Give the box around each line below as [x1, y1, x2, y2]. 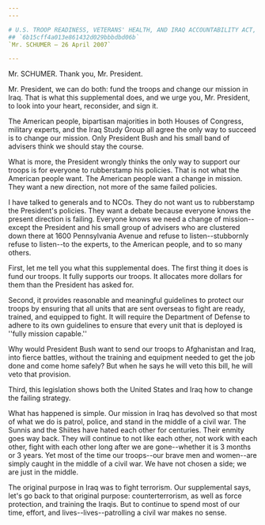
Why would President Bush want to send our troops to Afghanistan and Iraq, [8, 345, 256, 354]
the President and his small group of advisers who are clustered [32, 223, 240, 232]
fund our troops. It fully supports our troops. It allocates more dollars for [8, 272, 243, 281]
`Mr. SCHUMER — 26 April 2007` [8, 40, 112, 48]
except [8, 223, 31, 232]
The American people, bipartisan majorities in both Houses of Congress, [8, 116, 244, 127]
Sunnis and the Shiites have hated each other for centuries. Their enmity [8, 425, 244, 435]
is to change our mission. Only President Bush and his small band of [8, 134, 230, 143]
